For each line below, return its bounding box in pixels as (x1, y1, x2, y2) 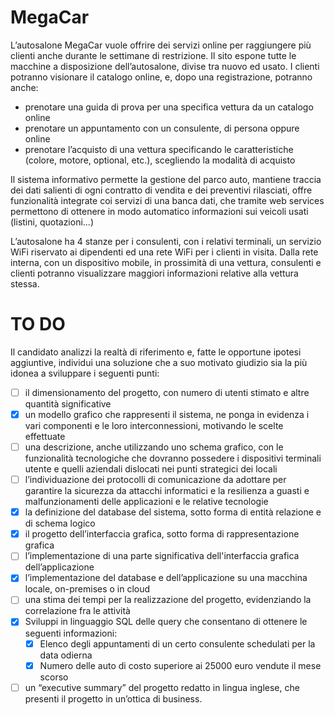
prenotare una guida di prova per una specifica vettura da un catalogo (24, 101, 314, 113)
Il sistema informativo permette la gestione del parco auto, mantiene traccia (10, 173, 322, 185)
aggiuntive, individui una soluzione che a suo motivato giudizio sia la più (10, 356, 308, 368)
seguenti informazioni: (24, 627, 118, 639)
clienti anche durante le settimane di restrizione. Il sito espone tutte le (10, 49, 297, 61)
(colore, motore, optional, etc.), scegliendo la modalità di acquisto (24, 154, 296, 166)
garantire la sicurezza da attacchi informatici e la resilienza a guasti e (24, 485, 310, 497)
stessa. (10, 277, 40, 290)
